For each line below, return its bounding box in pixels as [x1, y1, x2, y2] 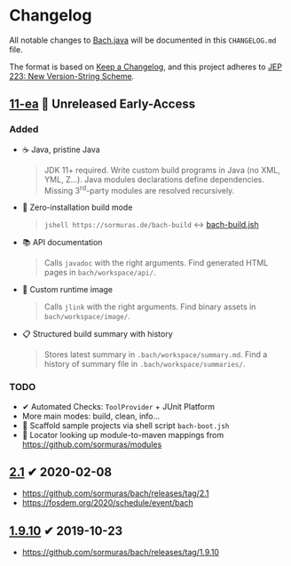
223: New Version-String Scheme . [9, 70, 135, 81]
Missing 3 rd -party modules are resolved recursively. [43, 183, 235, 195]
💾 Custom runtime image [21, 284, 114, 295]
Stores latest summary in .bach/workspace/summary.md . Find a [43, 349, 268, 360]
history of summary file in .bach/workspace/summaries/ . [43, 359, 246, 370]
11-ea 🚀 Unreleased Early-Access [9, 97, 196, 112]
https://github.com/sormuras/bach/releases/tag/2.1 [21, 488, 209, 498]
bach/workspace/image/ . [43, 311, 130, 322]
